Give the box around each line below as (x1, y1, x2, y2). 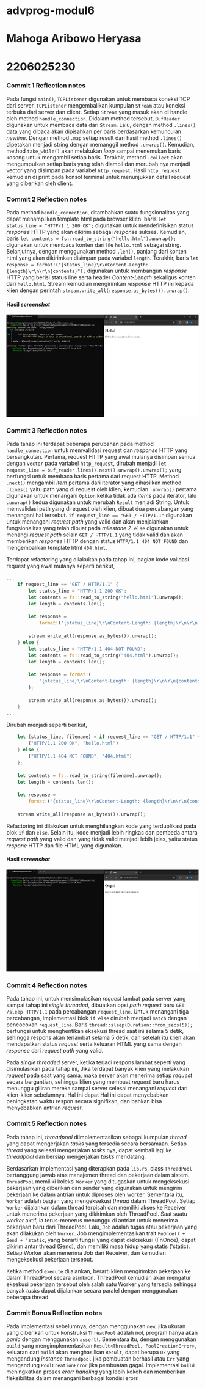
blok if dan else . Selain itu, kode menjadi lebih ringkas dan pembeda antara (6, 828, 198, 836)
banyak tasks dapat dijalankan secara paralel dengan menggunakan (6, 1287, 178, 1294)
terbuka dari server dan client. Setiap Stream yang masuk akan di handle (6, 108, 188, 115)
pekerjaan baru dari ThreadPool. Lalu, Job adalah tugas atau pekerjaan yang (6, 1223, 197, 1230)
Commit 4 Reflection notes (6, 981, 87, 990)
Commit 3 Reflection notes (6, 426, 87, 434)
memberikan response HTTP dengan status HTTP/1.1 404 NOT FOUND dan (6, 538, 189, 545)
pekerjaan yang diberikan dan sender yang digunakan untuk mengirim (6, 1184, 183, 1191)
